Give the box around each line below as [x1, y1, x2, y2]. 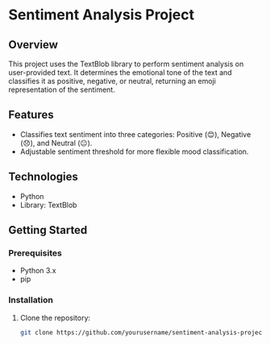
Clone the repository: [19, 313, 91, 322]
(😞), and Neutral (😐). [19, 138, 93, 148]
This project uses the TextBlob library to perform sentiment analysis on [8, 59, 244, 69]
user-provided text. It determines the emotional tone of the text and [8, 68, 232, 77]
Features [8, 108, 54, 122]
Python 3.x [19, 266, 56, 276]
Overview [8, 38, 59, 52]
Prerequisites [8, 247, 62, 259]
